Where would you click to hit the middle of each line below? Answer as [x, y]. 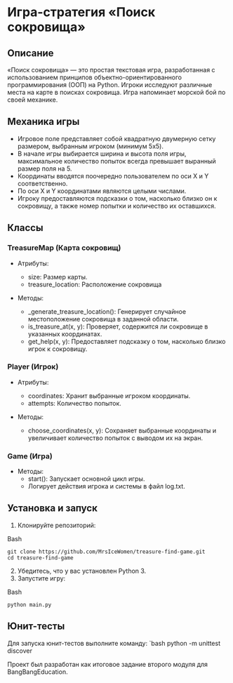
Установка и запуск [53, 509]
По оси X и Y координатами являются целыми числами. [102, 191]
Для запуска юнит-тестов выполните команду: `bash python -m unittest [114, 643]
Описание [31, 53]
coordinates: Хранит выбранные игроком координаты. [109, 396]
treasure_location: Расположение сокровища [95, 284]
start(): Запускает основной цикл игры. [86, 479]
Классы [25, 228]
